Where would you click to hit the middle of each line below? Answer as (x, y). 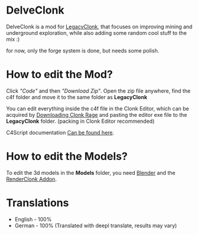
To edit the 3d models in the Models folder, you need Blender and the (91, 172)
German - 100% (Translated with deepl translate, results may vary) (96, 226)
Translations (38, 203)
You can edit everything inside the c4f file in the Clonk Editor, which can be (98, 108)
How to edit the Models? (67, 156)
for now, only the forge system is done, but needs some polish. (83, 50)
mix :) (13, 39)
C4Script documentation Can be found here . (60, 132)
